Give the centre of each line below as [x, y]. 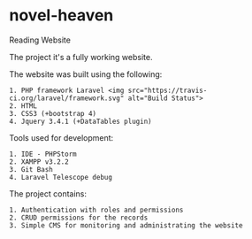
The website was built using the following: [86, 74]
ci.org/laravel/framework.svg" [67, 98]
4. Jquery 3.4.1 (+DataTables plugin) [80, 121]
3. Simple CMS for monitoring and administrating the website [126, 225]
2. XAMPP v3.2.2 [39, 162]
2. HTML [23, 106]
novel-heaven [61, 15]
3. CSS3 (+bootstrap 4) [53, 113]
